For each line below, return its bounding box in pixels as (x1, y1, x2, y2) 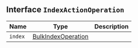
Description (94, 22, 129, 30)
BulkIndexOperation (32, 32, 89, 40)
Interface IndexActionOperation (6, 5, 125, 15)
